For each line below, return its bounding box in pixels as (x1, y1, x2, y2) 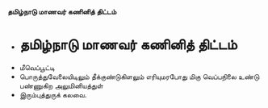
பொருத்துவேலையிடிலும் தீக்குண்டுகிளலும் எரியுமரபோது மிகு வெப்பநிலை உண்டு (19, 72, 260, 81)
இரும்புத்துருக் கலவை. (19, 89, 87, 99)
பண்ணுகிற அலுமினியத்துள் (19, 81, 104, 90)
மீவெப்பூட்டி (19, 62, 55, 72)
